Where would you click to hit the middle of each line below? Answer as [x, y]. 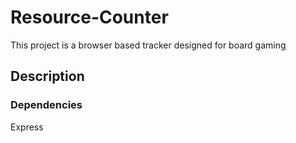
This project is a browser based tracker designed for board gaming [148, 45]
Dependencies [46, 105]
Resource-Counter [89, 17]
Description [47, 76]
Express [27, 127]
